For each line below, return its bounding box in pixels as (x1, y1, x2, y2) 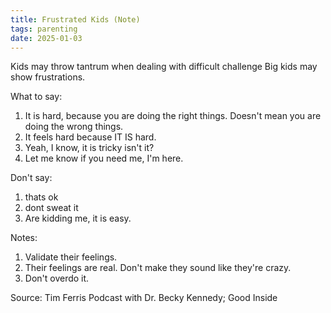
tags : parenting (10, 24, 78, 34)
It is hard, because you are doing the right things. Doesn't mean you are (24, 110, 322, 122)
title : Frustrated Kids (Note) (10, 14, 141, 25)
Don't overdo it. (24, 272, 90, 285)
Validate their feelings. (24, 251, 118, 263)
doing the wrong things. (24, 121, 124, 133)
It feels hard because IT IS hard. (24, 131, 157, 143)
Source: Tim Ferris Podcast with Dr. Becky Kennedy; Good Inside (10, 292, 278, 304)
